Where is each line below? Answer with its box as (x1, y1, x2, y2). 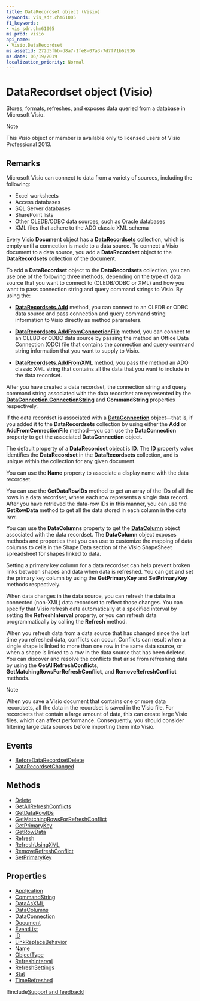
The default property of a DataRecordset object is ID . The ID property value (6, 445, 194, 452)
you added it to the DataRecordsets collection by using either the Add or (6, 421, 187, 428)
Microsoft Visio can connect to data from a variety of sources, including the (6, 174, 193, 181)
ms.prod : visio (6, 31, 44, 37)
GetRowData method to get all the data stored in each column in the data (6, 507, 187, 514)
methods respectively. (6, 581, 61, 588)
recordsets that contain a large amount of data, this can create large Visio (6, 710, 188, 718)
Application (14, 887, 44, 894)
